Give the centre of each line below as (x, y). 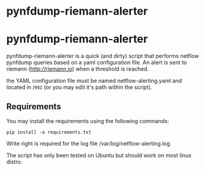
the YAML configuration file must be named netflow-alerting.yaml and (94, 81)
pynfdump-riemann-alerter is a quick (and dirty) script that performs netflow (103, 56)
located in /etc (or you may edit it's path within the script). (79, 87)
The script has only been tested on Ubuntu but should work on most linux (99, 155)
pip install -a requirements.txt (49, 132)
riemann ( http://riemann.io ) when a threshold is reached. (78, 69)
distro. (14, 161)
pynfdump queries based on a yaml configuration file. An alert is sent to (97, 63)
